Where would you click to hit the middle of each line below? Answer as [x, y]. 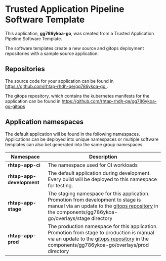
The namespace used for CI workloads [93, 165]
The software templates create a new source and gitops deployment [75, 48]
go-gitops [15, 106]
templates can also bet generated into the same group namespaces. [75, 144]
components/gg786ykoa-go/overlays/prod [98, 245]
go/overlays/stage [69, 218]
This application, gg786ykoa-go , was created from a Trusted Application [80, 33]
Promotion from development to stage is [94, 200]
